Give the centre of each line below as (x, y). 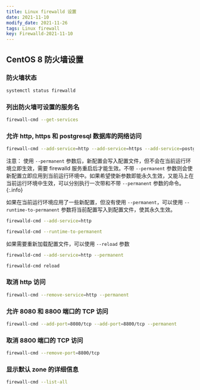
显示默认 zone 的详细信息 (42, 369)
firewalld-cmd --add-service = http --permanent (65, 255)
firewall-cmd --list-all (37, 382)
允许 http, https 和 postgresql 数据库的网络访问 (74, 136)
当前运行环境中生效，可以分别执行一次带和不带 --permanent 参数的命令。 (95, 183)
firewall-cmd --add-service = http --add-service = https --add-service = (94, 149)
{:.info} (15, 190)
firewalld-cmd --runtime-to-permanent (54, 232)
